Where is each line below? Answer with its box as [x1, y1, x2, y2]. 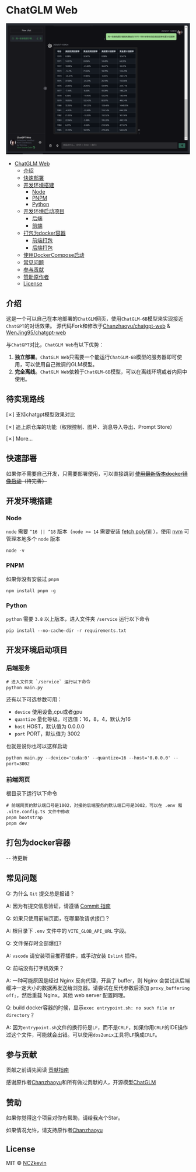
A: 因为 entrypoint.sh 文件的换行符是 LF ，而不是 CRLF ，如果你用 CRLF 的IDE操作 [6, 1023, 188, 1030]
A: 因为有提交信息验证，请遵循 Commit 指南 [6, 902, 111, 909]
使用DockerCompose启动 [23, 252, 85, 259]
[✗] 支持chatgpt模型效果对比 [6, 411, 75, 418]
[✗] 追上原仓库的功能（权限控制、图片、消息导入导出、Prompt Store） [6, 423, 176, 430]
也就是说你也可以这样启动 [6, 743, 68, 750]
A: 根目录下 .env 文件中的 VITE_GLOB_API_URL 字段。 [6, 927, 129, 934]
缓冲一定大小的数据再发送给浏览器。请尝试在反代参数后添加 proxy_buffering [6, 984, 190, 991]
